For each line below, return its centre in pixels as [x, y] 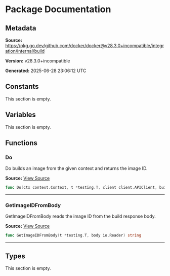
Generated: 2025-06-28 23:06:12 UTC [46, 71]
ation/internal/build [25, 51]
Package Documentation [58, 9]
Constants [22, 87]
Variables [21, 115]
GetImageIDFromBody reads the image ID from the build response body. [80, 216]
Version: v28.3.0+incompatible [38, 61]
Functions [22, 143]
